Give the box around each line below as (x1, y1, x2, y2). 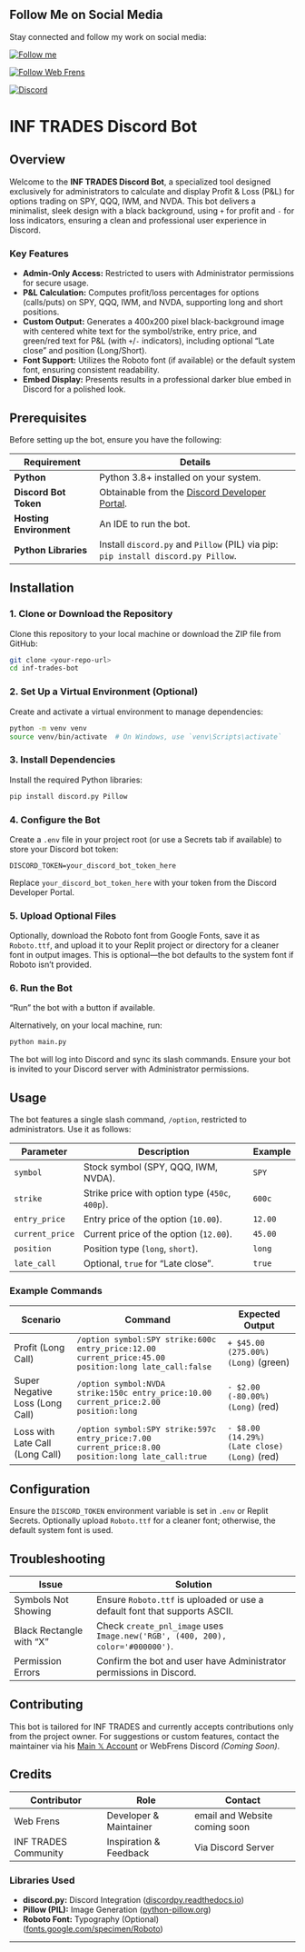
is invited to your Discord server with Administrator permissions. (9, 1063, 250, 1075)
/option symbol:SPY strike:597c (76, 1424, 217, 1435)
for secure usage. (22, 277, 89, 289)
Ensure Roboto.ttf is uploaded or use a (96, 1594, 264, 1607)
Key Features (9, 247, 70, 260)
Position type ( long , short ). (83, 1242, 198, 1255)
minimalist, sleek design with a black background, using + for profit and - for (9, 204, 295, 216)
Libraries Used (9, 1874, 75, 1887)
